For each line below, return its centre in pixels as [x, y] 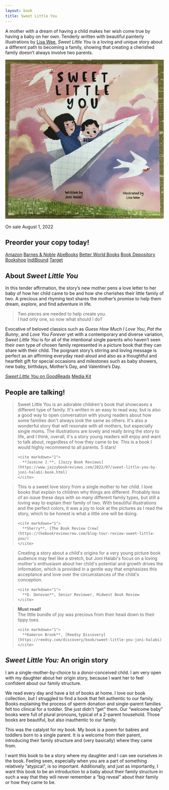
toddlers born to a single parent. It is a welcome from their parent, [73, 735]
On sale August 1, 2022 [29, 227]
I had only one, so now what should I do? [60, 319]
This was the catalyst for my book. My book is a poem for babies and [77, 729]
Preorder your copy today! [47, 242]
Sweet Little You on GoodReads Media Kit [48, 377]
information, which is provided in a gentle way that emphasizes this [87, 569]
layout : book [19, 11]
